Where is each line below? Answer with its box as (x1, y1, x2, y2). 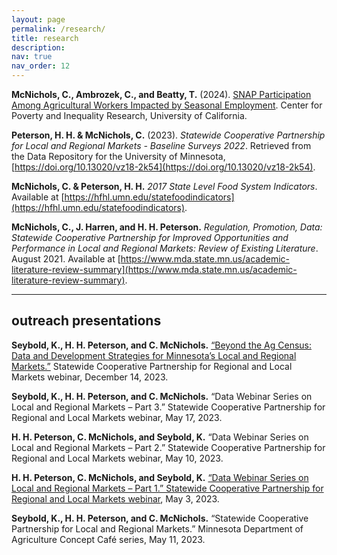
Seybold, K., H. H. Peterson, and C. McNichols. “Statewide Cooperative (11, 512, 309, 524)
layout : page (11, 14, 66, 25)
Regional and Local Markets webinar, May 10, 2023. (11, 452, 224, 464)
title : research (11, 33, 79, 43)
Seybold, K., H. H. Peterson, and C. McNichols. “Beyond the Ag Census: (11, 339, 313, 351)
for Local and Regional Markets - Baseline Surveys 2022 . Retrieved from (11, 140, 312, 151)
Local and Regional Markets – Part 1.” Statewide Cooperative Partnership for (11, 482, 324, 494)
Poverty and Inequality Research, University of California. (11, 110, 248, 121)
